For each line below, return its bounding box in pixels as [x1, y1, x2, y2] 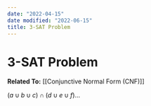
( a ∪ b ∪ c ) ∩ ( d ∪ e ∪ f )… [7, 91, 81, 100]
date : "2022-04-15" [7, 10, 65, 18]
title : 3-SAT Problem [7, 23, 71, 30]
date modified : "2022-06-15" [7, 17, 93, 24]
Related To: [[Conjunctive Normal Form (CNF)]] [7, 77, 145, 86]
